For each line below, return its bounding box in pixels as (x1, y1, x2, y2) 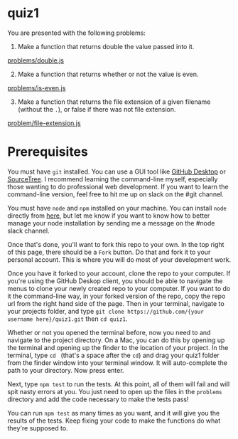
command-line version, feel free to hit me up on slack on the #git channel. (7, 190, 224, 199)
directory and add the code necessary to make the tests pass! (7, 395, 189, 403)
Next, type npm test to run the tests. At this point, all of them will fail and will (7, 379, 230, 388)
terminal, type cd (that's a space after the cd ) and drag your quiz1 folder (7, 351, 220, 359)
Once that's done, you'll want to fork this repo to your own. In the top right (7, 240, 225, 248)
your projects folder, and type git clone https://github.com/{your (7, 307, 204, 315)
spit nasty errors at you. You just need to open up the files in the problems (7, 387, 222, 396)
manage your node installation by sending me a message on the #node (7, 218, 215, 227)
